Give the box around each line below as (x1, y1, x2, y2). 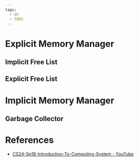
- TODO (9, 16, 23, 21)
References (5, 135, 54, 146)
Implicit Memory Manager (5, 95, 115, 106)
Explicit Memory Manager (5, 38, 115, 49)
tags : (5, 7, 16, 12)
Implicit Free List (5, 58, 58, 66)
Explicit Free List (5, 75, 58, 83)
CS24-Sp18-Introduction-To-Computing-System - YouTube (12, 151, 134, 157)
